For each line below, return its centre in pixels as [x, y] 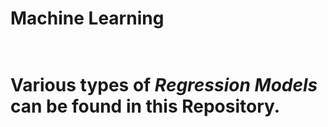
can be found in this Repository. [145, 106]
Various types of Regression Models [164, 85]
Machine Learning [87, 18]
